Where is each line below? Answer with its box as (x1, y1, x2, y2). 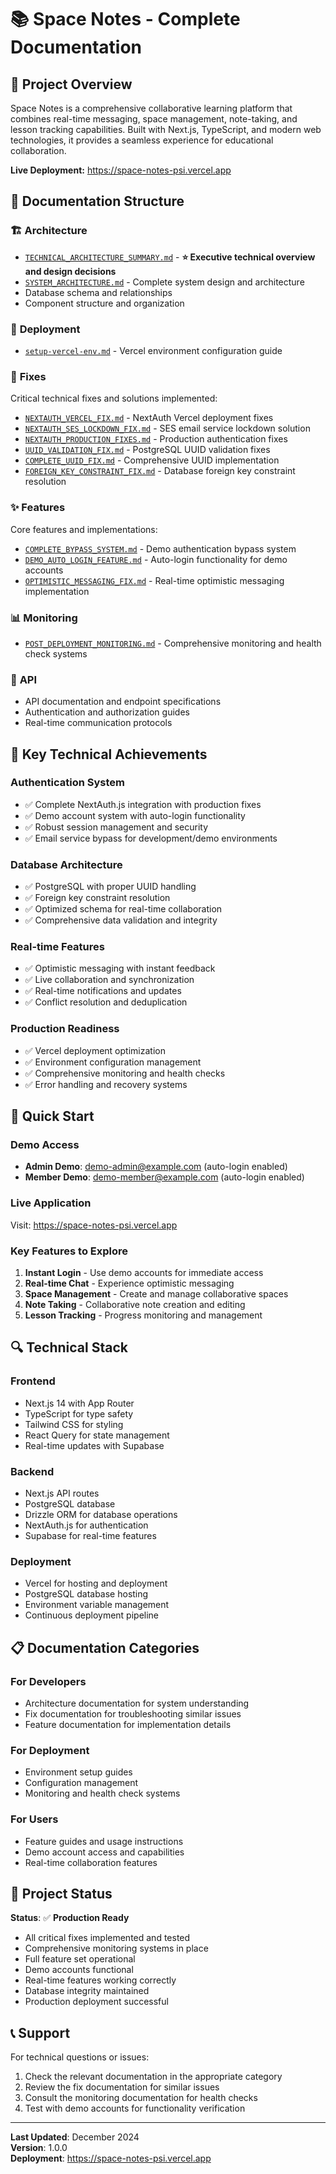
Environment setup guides (24, 1766, 133, 1778)
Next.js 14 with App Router (24, 1397, 135, 1409)
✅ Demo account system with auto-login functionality (24, 809, 246, 821)
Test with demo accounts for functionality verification (24, 2102, 246, 2115)
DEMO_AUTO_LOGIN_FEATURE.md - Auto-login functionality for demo (24, 553, 288, 565)
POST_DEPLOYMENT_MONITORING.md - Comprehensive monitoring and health (24, 637, 322, 649)
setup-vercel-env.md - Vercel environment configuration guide (24, 344, 283, 356)
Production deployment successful (24, 1996, 169, 2008)
